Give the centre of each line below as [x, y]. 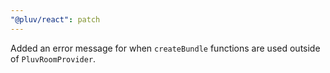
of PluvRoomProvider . [53, 58]
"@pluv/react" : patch [55, 19]
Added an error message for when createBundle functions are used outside [165, 48]
